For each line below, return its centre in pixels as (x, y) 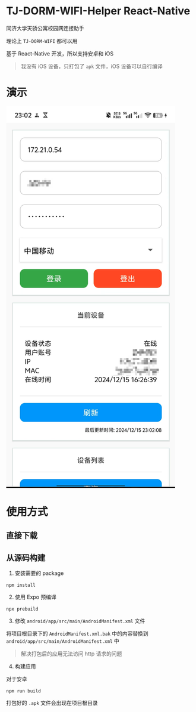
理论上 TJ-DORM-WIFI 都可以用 (42, 41)
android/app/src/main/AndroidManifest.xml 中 (63, 641)
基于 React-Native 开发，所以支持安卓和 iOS (60, 53)
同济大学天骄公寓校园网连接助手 (45, 28)
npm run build (24, 691)
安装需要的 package (39, 573)
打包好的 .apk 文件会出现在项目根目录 (52, 703)
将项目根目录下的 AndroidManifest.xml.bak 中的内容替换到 (77, 634)
